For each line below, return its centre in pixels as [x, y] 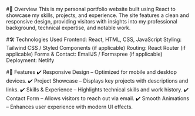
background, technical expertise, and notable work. [68, 28]
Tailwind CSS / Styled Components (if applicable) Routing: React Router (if [96, 48]
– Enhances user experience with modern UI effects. [70, 107]
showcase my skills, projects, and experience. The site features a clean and [97, 15]
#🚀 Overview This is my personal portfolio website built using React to [91, 9]
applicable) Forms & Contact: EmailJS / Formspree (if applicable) [84, 54]
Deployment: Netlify [30, 60]
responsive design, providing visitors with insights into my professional [92, 21]
